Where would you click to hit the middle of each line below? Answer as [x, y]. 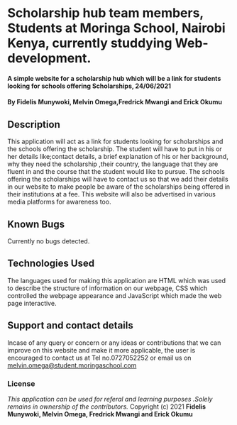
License [21, 383]
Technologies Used [51, 264]
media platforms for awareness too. [59, 202]
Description [34, 125]
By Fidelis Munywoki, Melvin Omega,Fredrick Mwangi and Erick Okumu [115, 102]
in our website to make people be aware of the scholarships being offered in [119, 187]
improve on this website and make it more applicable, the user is [101, 350]
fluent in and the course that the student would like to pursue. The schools [116, 172]
